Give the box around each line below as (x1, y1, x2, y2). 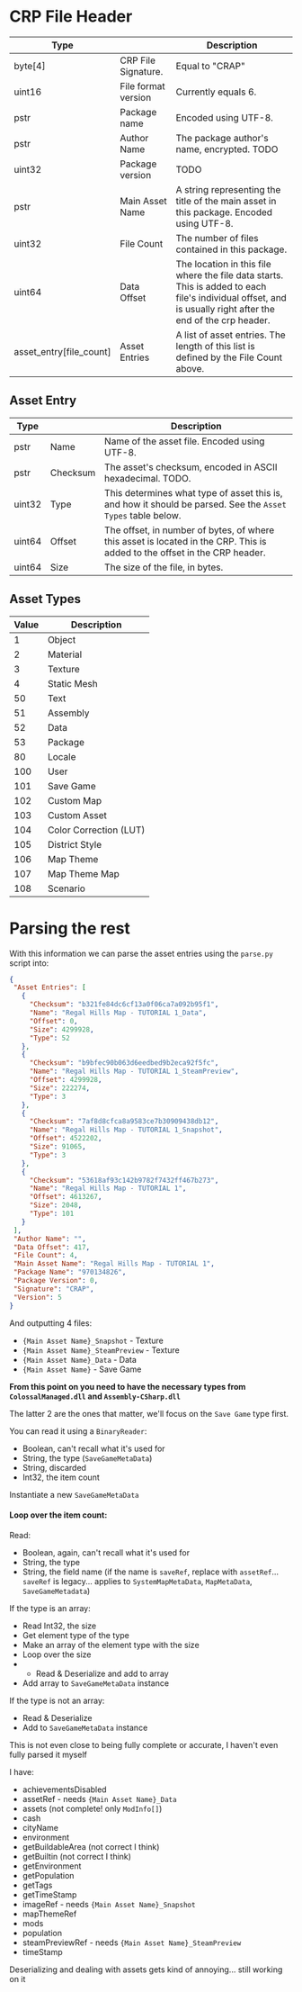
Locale (48, 750, 76, 762)
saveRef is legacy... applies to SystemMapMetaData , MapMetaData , (22, 1575, 253, 1586)
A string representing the (175, 183, 281, 195)
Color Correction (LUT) (48, 824, 146, 836)
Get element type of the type (22, 1629, 130, 1640)
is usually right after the (175, 302, 276, 315)
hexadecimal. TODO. (104, 472, 191, 484)
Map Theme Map (48, 867, 120, 879)
